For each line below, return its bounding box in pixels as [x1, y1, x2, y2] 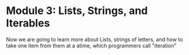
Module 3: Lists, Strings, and [6, 4, 148, 18]
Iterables [6, 16, 50, 30]
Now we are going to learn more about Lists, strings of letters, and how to [6, 36, 183, 43]
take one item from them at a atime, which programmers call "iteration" [6, 42, 177, 49]
